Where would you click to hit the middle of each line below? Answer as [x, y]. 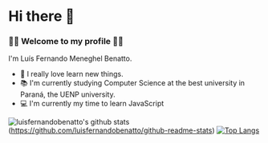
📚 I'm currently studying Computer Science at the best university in [132, 83]
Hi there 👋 [41, 16]
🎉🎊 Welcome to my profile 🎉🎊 [66, 42]
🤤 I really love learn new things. [72, 74]
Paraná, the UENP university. [67, 94]
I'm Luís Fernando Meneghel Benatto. [70, 58]
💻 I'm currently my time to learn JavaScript [92, 104]
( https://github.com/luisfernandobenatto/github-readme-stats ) [112, 130]
